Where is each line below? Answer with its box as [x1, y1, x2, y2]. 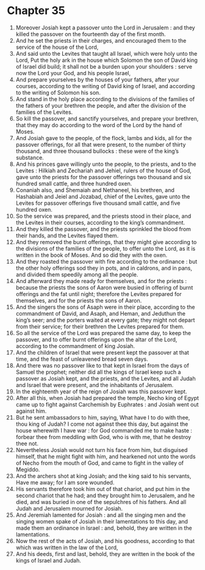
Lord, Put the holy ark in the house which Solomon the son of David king [15, 56, 198, 64]
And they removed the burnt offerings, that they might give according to [15, 238, 197, 245]
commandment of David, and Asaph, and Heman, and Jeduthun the [15, 309, 185, 317]
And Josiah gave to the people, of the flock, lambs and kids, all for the [15, 134, 192, 141]
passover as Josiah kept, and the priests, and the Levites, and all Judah [15, 374, 196, 382]
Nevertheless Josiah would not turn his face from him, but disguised [15, 446, 188, 453]
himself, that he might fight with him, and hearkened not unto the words [15, 453, 196, 460]
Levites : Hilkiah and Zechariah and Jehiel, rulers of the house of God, [15, 166, 192, 174]
